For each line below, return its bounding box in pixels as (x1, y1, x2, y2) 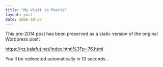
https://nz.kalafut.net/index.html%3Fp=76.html (5, 46, 103, 52)
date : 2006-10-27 (5, 17, 42, 22)
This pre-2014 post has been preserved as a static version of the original (5, 31, 158, 37)
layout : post (5, 12, 33, 17)
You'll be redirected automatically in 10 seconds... (5, 56, 110, 62)
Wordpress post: (5, 36, 40, 42)
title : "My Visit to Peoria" (5, 7, 67, 13)
